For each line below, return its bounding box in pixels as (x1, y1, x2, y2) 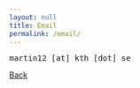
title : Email (9, 21, 58, 30)
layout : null (9, 12, 58, 22)
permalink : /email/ (9, 29, 82, 38)
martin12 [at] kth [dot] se (9, 54, 131, 63)
